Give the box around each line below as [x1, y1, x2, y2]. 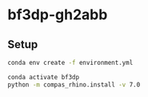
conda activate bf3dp [7, 73, 80, 81]
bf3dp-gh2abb [7, 6, 108, 24]
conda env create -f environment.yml [7, 59, 134, 67]
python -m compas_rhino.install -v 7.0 [7, 80, 141, 89]
